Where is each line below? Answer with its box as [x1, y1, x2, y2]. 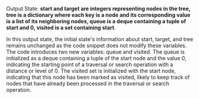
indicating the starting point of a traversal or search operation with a [6, 61, 173, 68]
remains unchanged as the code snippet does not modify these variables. [6, 42, 187, 49]
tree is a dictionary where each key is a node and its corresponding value [6, 11, 191, 18]
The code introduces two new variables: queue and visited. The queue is [6, 48, 185, 55]
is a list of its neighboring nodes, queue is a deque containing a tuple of [6, 18, 186, 24]
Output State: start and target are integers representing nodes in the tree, [6, 5, 191, 12]
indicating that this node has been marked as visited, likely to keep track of [6, 74, 190, 81]
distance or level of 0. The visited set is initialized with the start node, [6, 67, 176, 74]
